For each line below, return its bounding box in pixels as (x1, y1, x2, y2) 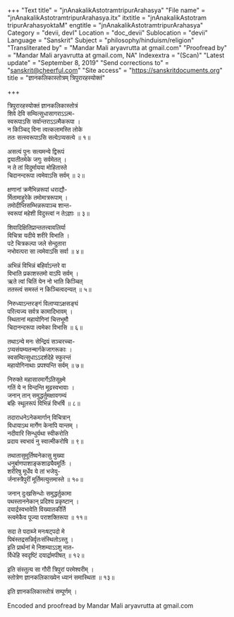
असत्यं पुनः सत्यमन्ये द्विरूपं (7, 148, 65, 155)
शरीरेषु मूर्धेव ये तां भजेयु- (7, 467, 61, 476)
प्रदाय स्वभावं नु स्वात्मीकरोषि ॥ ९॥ (7, 437, 84, 445)
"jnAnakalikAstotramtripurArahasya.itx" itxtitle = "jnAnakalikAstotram (7, 13, 207, 22)
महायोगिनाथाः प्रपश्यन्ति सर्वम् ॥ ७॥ (7, 361, 84, 370)
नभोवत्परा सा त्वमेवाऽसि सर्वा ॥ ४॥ (7, 247, 84, 255)
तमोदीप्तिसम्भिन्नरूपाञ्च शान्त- (7, 201, 72, 209)
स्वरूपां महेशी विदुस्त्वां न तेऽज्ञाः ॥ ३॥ (7, 209, 90, 218)
